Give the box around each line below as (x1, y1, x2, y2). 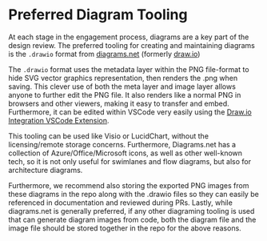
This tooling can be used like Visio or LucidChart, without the (8, 131, 209, 141)
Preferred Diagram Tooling (8, 6, 188, 24)
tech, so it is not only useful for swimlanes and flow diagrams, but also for (8, 156, 252, 166)
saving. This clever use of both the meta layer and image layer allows (8, 82, 236, 91)
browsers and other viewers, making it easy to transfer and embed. (8, 98, 229, 108)
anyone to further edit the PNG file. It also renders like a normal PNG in (8, 90, 241, 99)
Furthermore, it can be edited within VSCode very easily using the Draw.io (8, 106, 252, 117)
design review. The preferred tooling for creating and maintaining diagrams (8, 40, 256, 50)
